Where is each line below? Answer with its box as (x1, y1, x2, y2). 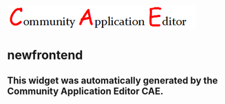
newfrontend (7, 47, 83, 63)
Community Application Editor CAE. (7, 85, 164, 97)
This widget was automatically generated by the (7, 75, 218, 86)
